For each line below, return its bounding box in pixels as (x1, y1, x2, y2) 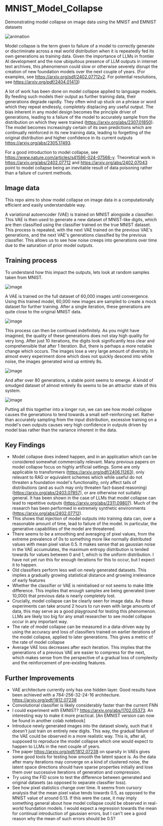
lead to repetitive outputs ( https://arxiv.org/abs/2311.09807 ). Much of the (12, 500, 158, 506)
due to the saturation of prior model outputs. (5, 242, 94, 248)
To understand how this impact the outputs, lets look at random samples (5, 269, 149, 275)
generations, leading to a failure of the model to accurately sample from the (5, 114, 156, 120)
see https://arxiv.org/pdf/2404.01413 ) (5, 79, 80, 85)
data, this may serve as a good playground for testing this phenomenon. (12, 608, 156, 614)
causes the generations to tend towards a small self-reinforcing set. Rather (5, 411, 155, 417)
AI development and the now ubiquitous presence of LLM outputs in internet (5, 58, 158, 64)
